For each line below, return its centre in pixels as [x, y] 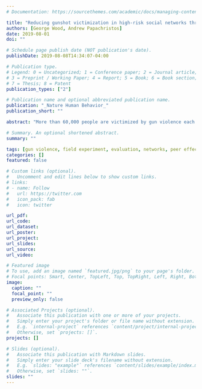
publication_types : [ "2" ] [38, 89]
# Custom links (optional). [41, 171]
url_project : [23, 238]
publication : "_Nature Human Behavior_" [58, 106]
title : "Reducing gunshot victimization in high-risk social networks [96, 23]
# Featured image [28, 266]
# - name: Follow [28, 188]
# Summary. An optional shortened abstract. [63, 133]
